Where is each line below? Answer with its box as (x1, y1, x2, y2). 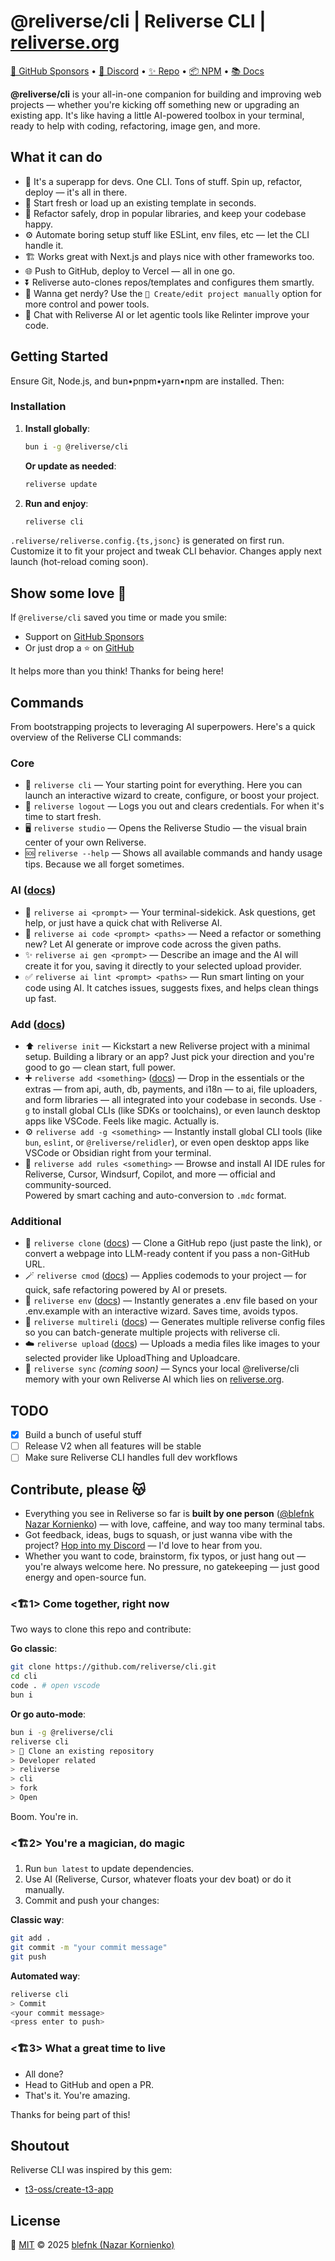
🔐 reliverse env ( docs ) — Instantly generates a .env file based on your (24, 1295, 318, 1307)
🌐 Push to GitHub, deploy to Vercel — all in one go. (24, 265, 236, 277)
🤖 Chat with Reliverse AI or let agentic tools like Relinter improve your (24, 308, 310, 320)
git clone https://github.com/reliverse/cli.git (10, 1662, 217, 1672)
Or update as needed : (24, 460, 117, 472)
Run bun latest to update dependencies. (24, 1863, 195, 1875)
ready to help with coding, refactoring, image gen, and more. (10, 120, 261, 132)
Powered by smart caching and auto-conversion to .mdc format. (24, 1190, 287, 1201)
